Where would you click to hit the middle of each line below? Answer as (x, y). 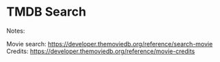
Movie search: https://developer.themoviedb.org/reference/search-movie (110, 44)
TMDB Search (46, 12)
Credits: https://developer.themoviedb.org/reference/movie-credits (101, 51)
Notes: (16, 31)
